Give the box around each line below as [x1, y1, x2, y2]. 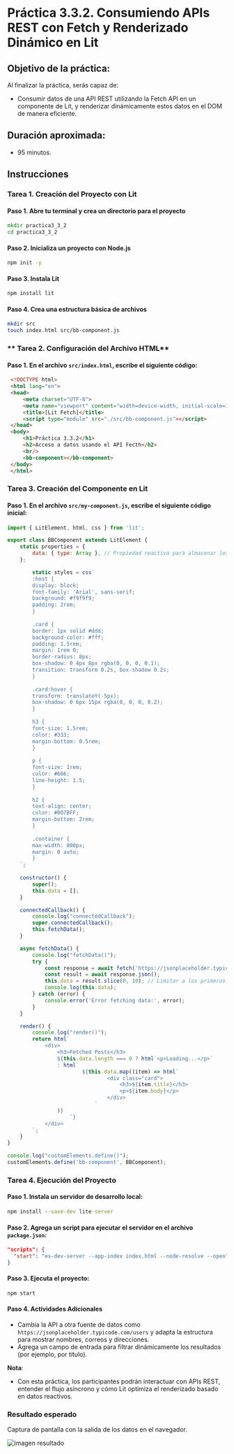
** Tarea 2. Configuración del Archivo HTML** [7, 344, 169, 354]
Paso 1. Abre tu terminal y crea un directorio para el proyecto [7, 206, 186, 215]
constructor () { [19, 874, 68, 881]
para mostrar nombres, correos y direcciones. [17, 1335, 150, 1344]
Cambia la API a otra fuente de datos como [17, 1320, 141, 1329]
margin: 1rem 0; [32, 647, 79, 654]
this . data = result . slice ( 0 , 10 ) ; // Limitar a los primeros [44, 977, 226, 985]
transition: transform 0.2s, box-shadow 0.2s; [32, 666, 170, 674]
